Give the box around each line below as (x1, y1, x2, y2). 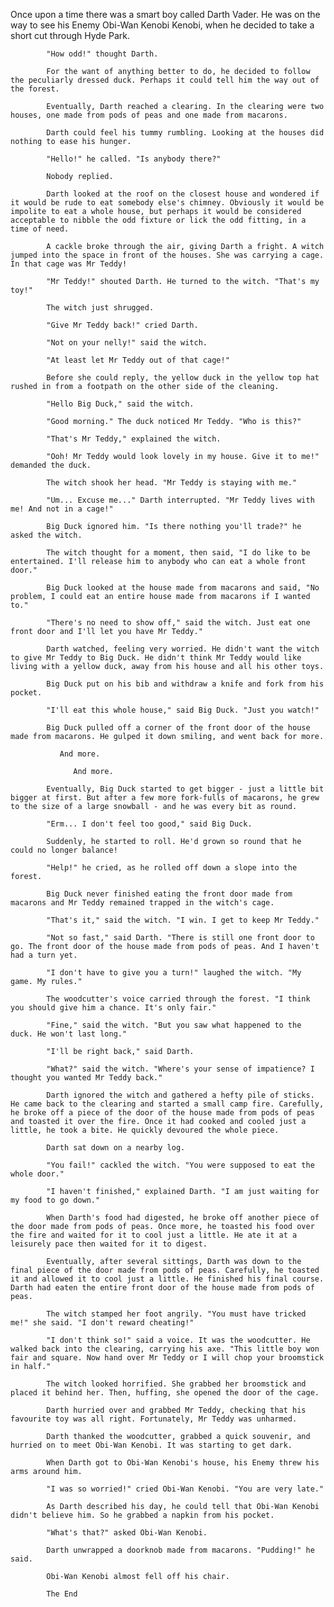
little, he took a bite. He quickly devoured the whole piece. (10, 1125, 280, 1135)
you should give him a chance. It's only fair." (10, 1003, 217, 1013)
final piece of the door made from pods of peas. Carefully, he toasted (10, 1265, 320, 1275)
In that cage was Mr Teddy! (10, 259, 128, 269)
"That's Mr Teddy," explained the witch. (46, 434, 222, 444)
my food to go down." (10, 1195, 101, 1205)
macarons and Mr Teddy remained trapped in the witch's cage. (10, 898, 275, 908)
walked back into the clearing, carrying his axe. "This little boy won (10, 1344, 320, 1354)
